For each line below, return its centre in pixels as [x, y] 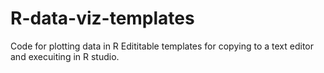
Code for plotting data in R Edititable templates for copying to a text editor [162, 46]
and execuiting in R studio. [65, 56]
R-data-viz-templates [102, 18]
